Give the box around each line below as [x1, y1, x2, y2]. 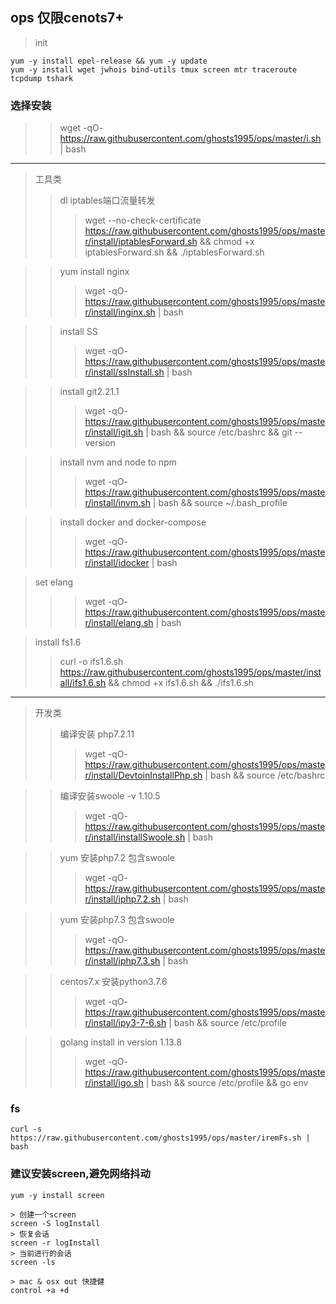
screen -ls [10, 1257, 56, 1267]
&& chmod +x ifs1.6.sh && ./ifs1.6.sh [108, 677, 254, 689]
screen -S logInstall [10, 1218, 101, 1228]
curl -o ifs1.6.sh [59, 656, 124, 668]
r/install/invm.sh [84, 497, 151, 509]
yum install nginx [59, 266, 130, 278]
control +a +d [10, 1285, 70, 1295]
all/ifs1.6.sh [59, 677, 107, 689]
